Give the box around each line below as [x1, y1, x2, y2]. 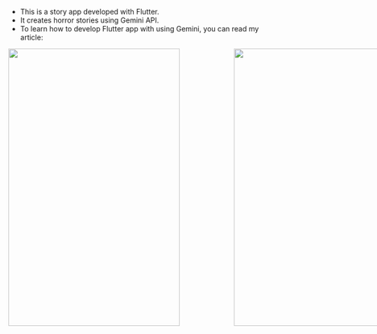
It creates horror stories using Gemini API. [19, 15, 159, 25]
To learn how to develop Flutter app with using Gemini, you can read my [19, 24, 259, 33]
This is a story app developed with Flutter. [19, 7, 159, 16]
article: [19, 32, 43, 42]
